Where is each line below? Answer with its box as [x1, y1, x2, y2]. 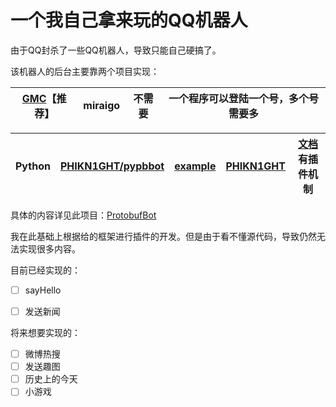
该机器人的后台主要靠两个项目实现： [10, 65, 160, 77]
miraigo [83, 98, 121, 112]
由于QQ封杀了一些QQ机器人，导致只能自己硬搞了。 [10, 44, 222, 56]
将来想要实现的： [10, 327, 81, 339]
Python [15, 159, 51, 173]
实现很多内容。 [18, 242, 81, 255]
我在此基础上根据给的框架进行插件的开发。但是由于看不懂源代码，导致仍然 [10, 230, 317, 242]
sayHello [24, 284, 62, 296]
